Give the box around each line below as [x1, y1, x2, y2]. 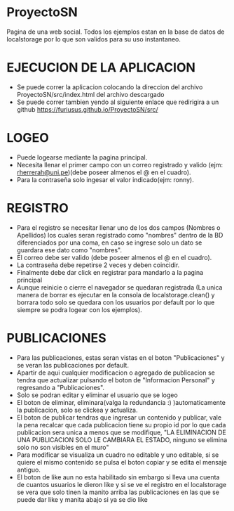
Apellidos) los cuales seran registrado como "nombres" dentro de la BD [16, 231, 223, 239]
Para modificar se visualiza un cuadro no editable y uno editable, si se [16, 451, 219, 459]
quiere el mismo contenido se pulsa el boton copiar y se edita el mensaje [16, 458, 228, 466]
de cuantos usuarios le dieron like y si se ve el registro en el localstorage [16, 480, 227, 489]
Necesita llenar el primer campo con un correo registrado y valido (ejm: [16, 160, 223, 169]
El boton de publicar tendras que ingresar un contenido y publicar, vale [16, 413, 222, 422]
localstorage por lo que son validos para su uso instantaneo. [6, 34, 181, 43]
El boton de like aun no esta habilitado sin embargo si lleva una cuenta [16, 472, 220, 481]
